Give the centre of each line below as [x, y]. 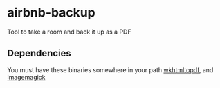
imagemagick [27, 77]
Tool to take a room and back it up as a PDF [69, 32]
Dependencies [39, 53]
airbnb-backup [51, 13]
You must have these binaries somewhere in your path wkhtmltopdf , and [110, 69]
